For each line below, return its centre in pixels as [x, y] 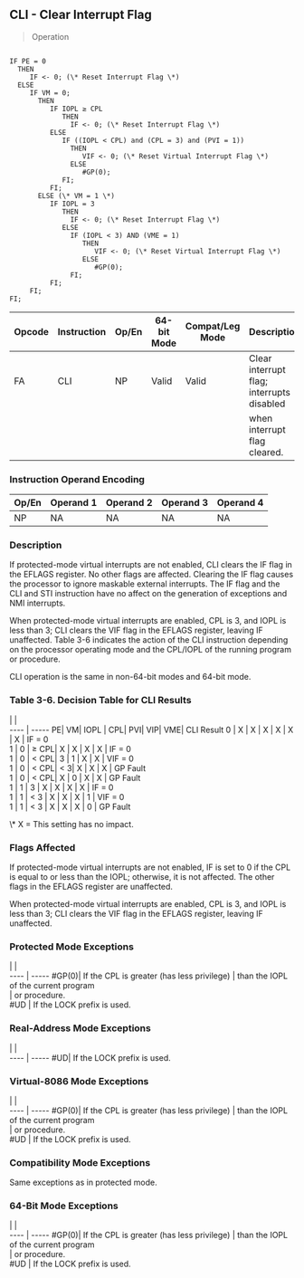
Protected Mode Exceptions [71, 947]
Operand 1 [74, 503]
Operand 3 [185, 503]
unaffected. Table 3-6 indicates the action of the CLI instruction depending [149, 640]
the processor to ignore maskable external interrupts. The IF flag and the [145, 584]
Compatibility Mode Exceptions [80, 1162]
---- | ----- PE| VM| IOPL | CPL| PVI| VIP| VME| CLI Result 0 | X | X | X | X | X [152, 730]
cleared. [266, 452]
